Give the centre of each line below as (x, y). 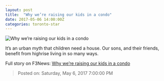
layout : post (19, 10)
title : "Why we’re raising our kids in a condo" (59, 15)
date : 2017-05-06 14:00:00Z (35, 19)
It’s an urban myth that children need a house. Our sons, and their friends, (82, 48)
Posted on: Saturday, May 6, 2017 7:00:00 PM (65, 73)
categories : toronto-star (32, 24)
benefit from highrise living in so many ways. (52, 54)
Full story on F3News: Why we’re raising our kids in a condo (68, 63)
